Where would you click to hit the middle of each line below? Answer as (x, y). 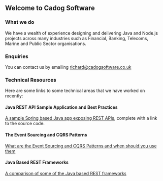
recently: (14, 96)
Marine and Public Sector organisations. (46, 44)
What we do (20, 22)
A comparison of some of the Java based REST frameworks (66, 173)
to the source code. (25, 124)
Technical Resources (31, 80)
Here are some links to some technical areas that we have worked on (75, 90)
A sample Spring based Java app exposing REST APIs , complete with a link (81, 118)
